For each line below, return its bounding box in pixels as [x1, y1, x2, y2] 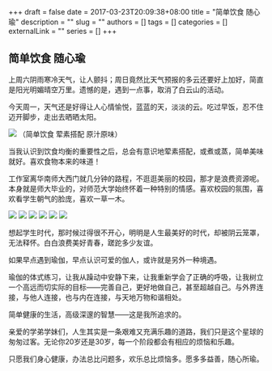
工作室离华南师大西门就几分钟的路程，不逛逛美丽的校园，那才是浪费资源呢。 [8, 173, 264, 183]
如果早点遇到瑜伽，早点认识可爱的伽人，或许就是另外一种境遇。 [8, 255, 221, 264]
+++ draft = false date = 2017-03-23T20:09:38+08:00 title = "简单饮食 [8, 7, 244, 16]
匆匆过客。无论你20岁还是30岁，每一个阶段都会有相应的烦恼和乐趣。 [8, 336, 239, 346]
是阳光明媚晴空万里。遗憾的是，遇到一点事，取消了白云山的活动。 [8, 84, 228, 95]
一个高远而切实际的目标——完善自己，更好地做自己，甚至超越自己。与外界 [8, 282, 257, 292]
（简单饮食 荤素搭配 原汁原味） [18, 129, 122, 139]
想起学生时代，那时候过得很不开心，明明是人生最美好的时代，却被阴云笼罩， [8, 227, 264, 237]
